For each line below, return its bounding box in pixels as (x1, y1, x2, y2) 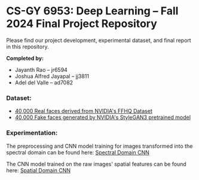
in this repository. (6, 43, 49, 50)
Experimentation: (6, 129, 58, 137)
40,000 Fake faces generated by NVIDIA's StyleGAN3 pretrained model (14, 114, 191, 121)
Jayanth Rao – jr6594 (14, 66, 68, 73)
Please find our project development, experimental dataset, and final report (6, 36, 191, 44)
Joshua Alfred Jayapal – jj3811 (14, 72, 90, 80)
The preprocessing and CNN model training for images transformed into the (6, 142, 193, 150)
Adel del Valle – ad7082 (14, 79, 74, 86)
